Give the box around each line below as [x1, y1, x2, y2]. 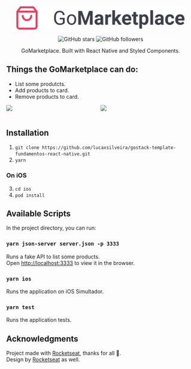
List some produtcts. [14, 80, 66, 87]
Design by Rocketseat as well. [6, 356, 80, 363]
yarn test [6, 304, 35, 310]
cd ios [14, 186, 32, 192]
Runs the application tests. [6, 316, 72, 324]
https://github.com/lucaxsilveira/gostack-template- [41, 145, 177, 151]
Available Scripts [6, 209, 71, 219]
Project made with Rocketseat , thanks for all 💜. [6, 350, 122, 357]
